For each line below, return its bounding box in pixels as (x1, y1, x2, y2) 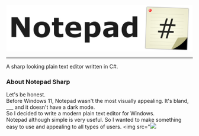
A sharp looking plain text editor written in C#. (6, 63, 118, 70)
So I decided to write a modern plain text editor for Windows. (6, 110, 155, 117)
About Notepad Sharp (6, 77, 70, 86)
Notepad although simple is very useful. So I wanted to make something (6, 116, 182, 124)
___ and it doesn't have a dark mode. (6, 103, 95, 111)
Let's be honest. (6, 91, 46, 98)
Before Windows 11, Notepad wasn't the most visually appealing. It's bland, (6, 98, 189, 105)
